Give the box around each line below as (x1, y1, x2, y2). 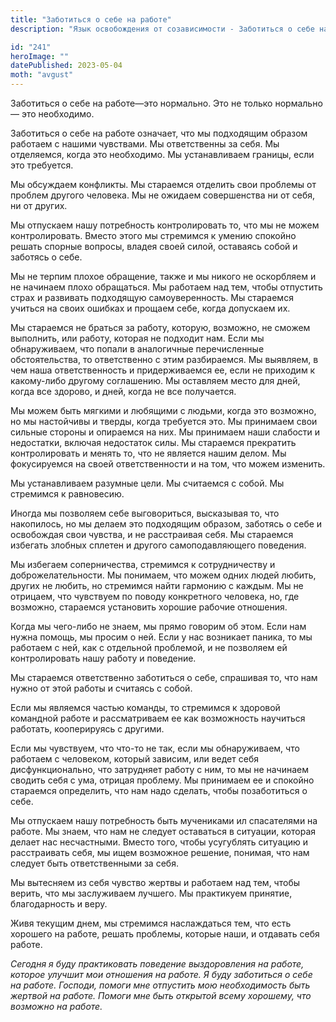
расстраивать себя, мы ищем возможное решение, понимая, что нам (10, 847, 310, 858)
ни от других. (10, 200, 68, 211)
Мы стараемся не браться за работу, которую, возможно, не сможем (10, 322, 311, 333)
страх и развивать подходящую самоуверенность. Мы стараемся (10, 292, 294, 303)
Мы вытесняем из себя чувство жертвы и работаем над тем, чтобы (10, 877, 301, 888)
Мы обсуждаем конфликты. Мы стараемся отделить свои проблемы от (10, 179, 317, 190)
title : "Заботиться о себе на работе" (10, 14, 172, 25)
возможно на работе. (10, 1001, 103, 1012)
